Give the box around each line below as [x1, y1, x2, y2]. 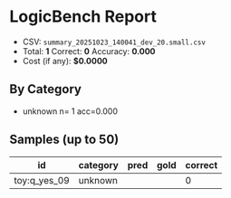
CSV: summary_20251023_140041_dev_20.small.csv [22, 36, 207, 47]
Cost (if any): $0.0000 [22, 55, 109, 66]
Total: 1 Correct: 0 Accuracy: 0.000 [22, 45, 156, 56]
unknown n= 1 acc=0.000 [22, 106, 118, 117]
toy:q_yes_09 [14, 174, 70, 186]
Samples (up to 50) [9, 132, 120, 147]
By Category [9, 81, 82, 97]
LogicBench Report [9, 6, 157, 27]
